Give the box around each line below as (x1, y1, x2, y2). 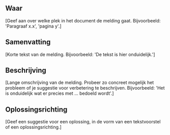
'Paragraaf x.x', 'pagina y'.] (5, 23, 62, 29)
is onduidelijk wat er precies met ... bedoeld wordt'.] (5, 90, 114, 96)
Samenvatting (5, 38, 51, 46)
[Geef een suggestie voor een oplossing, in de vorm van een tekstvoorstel (5, 119, 161, 125)
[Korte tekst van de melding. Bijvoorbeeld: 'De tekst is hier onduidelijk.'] (5, 51, 155, 58)
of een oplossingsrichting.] (5, 124, 62, 130)
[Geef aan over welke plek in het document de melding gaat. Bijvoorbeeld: (5, 17, 161, 23)
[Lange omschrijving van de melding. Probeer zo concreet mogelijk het (5, 79, 154, 86)
